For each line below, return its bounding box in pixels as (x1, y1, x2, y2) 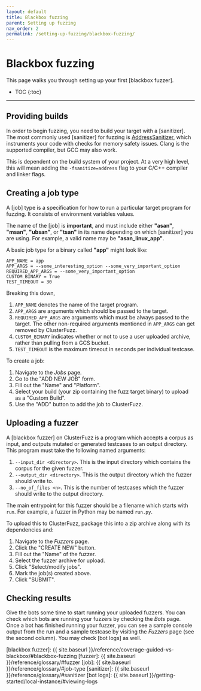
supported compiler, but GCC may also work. (6, 146, 118, 153)
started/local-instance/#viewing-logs (6, 678, 98, 685)
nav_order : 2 (6, 25, 39, 32)
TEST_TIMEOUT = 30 (6, 279, 52, 285)
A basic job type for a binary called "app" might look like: (6, 246, 148, 254)
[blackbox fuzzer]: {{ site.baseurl (6, 646, 88, 653)
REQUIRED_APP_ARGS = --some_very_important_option (6, 268, 135, 274)
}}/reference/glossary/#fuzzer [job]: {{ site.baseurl (6, 659, 131, 666)
